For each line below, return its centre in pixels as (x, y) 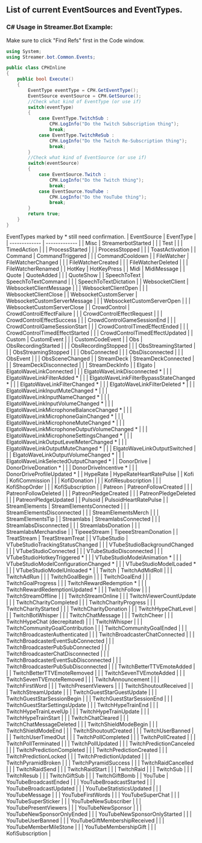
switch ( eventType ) (51, 107)
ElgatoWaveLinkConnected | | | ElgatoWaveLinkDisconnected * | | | (89, 371)
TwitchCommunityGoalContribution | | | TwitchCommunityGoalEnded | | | (96, 628)
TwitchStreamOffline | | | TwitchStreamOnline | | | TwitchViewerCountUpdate (101, 596)
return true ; (44, 214)
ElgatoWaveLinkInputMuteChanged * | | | (57, 390)
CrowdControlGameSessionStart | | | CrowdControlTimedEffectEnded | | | (97, 326)
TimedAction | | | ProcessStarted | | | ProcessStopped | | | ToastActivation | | (101, 249)
